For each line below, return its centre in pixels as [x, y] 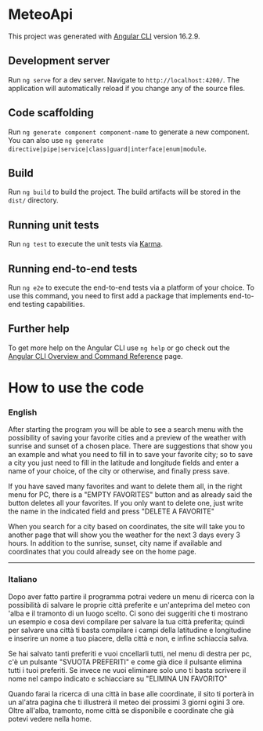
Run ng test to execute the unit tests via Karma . [85, 244]
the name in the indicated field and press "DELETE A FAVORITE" [112, 511]
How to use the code [76, 388]
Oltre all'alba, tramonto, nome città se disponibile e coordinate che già [121, 710]
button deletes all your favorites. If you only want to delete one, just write [126, 503]
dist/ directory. [33, 200]
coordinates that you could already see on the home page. [103, 552]
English [23, 412]
